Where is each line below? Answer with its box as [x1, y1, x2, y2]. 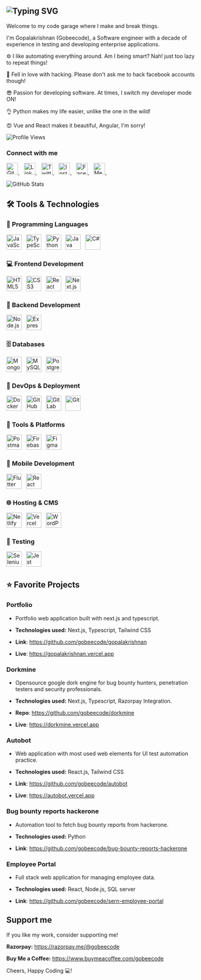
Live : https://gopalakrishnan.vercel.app [15, 650, 115, 657]
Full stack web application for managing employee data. [15, 874, 156, 881]
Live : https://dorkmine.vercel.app [15, 721, 99, 728]
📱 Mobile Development [6, 460, 75, 468]
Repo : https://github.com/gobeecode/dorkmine [15, 709, 135, 717]
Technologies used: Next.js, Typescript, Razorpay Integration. [15, 697, 172, 705]
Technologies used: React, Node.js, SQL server [15, 886, 136, 893]
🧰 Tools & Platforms [6, 420, 65, 428]
